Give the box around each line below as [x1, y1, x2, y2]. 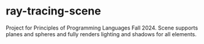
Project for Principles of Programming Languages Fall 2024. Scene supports [6, 24, 198, 31]
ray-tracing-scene [6, 4, 102, 18]
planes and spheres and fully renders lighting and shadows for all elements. [6, 30, 197, 37]
